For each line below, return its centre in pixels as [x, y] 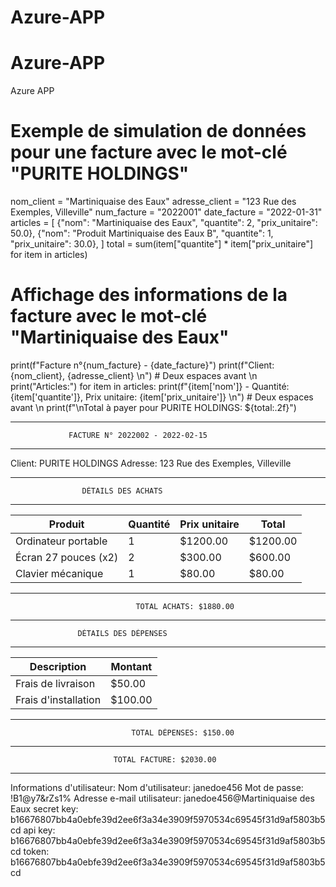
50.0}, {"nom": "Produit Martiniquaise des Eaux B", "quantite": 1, [142, 233]
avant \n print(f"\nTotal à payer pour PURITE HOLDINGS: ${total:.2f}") [153, 407]
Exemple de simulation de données [158, 131]
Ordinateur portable [61, 541]
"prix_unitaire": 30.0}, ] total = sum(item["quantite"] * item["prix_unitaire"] [162, 244]
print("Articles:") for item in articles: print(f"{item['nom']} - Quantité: [150, 386]
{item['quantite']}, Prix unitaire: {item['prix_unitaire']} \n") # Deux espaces [162, 397]
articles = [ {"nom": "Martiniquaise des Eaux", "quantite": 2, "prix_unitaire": [164, 223]
